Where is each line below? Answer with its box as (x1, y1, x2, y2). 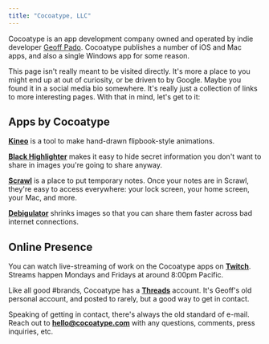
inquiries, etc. (8, 326, 54, 337)
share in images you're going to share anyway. (8, 160, 163, 170)
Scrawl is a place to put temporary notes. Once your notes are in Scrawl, (8, 176, 249, 185)
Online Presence (8, 240, 93, 253)
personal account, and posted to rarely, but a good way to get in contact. (8, 294, 250, 304)
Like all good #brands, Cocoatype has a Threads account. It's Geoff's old (8, 285, 252, 295)
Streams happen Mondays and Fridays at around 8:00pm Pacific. (8, 270, 224, 280)
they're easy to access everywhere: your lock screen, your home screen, (8, 184, 251, 194)
